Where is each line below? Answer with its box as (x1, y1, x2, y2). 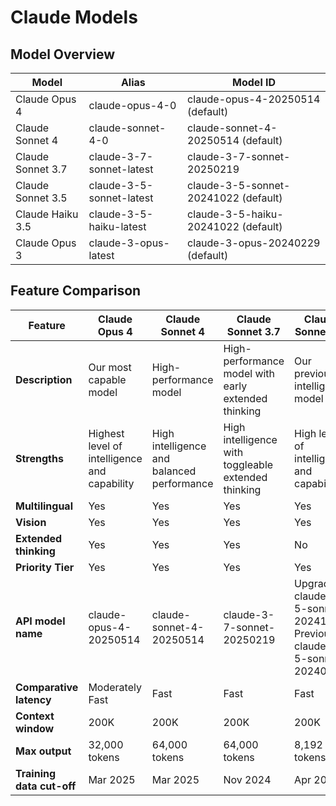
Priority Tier (15, 560, 75, 574)
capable (88, 372, 127, 386)
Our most (88, 360, 132, 374)
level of (88, 439, 123, 453)
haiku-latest (88, 220, 147, 233)
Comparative (15, 680, 79, 694)
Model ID (232, 76, 277, 89)
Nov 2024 (223, 772, 272, 786)
